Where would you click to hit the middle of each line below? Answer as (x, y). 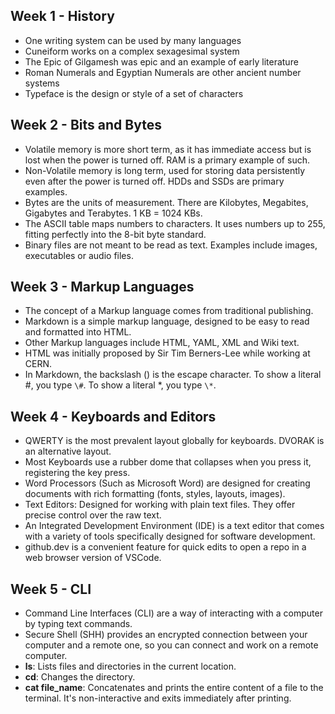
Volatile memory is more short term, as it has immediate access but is (168, 149)
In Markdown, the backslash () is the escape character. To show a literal (173, 375)
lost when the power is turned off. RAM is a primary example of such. (167, 160)
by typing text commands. (78, 624)
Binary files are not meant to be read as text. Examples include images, (171, 245)
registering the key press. (77, 473)
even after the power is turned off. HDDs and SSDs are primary (154, 181)
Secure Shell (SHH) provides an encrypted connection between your (166, 635)
